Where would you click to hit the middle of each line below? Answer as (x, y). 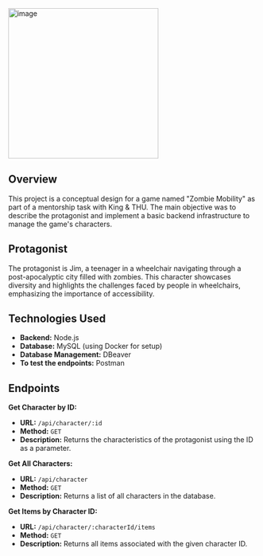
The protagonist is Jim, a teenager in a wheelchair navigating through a (125, 268)
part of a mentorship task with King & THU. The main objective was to (122, 207)
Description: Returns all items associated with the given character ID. (133, 544)
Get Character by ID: (43, 407)
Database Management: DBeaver (75, 354)
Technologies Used (57, 319)
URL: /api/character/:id (61, 423)
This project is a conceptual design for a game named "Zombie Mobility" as (132, 198)
